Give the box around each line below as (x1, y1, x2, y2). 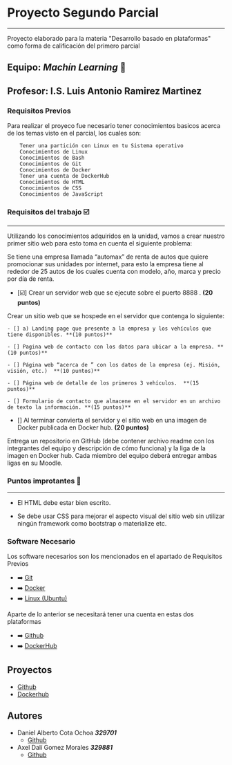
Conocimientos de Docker (19, 167, 91, 174)
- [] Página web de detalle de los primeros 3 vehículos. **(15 (7, 380, 199, 387)
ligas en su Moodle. (7, 459, 64, 468)
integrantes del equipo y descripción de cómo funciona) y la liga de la (7, 444, 206, 452)
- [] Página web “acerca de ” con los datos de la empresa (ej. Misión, (7, 362, 221, 369)
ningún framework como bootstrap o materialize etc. (17, 519, 167, 527)
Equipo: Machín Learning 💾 (7, 62, 126, 73)
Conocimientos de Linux (19, 149, 88, 156)
